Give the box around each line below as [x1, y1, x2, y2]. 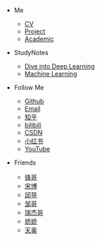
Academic [24, 35, 54, 43]
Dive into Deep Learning [24, 62, 95, 70]
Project [24, 28, 46, 35]
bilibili [24, 121, 42, 129]
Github [24, 97, 44, 105]
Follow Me [13, 83, 44, 91]
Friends [13, 158, 37, 167]
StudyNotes [13, 49, 49, 57]
